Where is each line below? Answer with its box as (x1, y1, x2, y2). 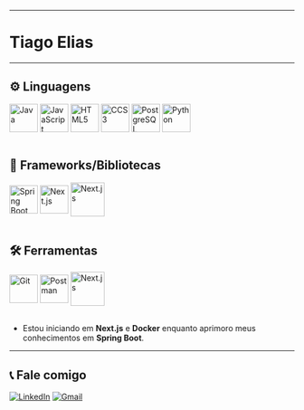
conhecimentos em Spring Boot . (22, 332, 145, 344)
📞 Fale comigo (9, 367, 87, 383)
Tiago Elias (9, 33, 94, 52)
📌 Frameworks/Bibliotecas (9, 157, 161, 173)
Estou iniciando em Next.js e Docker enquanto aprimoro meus (22, 323, 256, 334)
